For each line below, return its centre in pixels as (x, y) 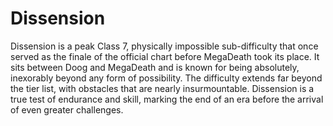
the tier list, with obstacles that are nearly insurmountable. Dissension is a (162, 88)
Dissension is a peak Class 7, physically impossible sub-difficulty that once (164, 46)
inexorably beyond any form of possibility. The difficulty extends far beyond (166, 78)
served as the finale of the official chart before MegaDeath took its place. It (165, 56)
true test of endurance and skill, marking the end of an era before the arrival (167, 99)
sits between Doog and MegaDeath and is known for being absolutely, (155, 67)
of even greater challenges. (67, 109)
